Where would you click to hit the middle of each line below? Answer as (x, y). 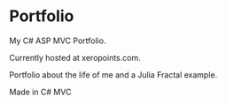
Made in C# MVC (40, 92)
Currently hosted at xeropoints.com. (75, 57)
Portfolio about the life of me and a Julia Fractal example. (113, 74)
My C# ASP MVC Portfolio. (58, 41)
